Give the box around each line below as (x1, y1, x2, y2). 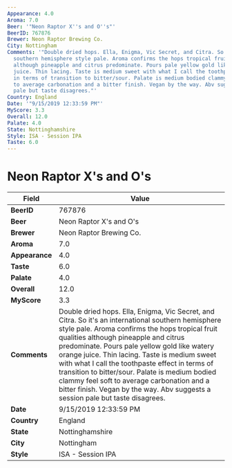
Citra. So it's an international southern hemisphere (58, 316, 222, 325)
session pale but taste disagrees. (58, 393, 166, 403)
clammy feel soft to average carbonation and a (58, 376, 210, 386)
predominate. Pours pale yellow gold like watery (58, 341, 214, 351)
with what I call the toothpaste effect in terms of (58, 359, 214, 368)
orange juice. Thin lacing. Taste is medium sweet (58, 350, 217, 360)
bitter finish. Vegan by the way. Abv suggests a (58, 385, 211, 395)
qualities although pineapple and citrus (58, 333, 185, 343)
